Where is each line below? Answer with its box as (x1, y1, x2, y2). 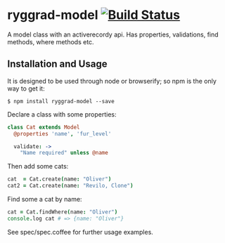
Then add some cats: (7, 162, 69, 171)
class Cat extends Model (7, 124, 80, 131)
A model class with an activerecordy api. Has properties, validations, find (7, 30, 219, 39)
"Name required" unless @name (20, 150, 109, 157)
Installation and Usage (7, 58, 108, 70)
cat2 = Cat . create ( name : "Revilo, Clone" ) (7, 183, 134, 190)
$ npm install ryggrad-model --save (7, 98, 115, 105)
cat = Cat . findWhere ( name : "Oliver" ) (7, 209, 118, 216)
